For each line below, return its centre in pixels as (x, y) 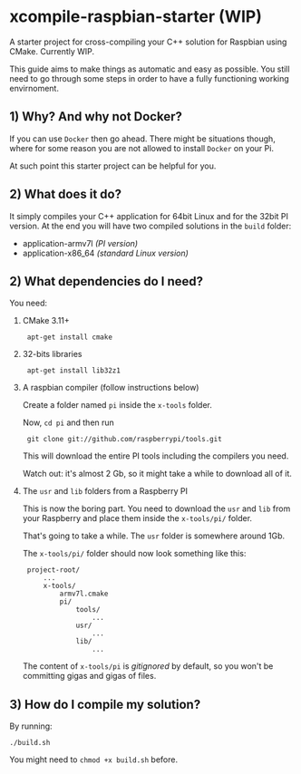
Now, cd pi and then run (68, 422)
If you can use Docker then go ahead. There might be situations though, (143, 139)
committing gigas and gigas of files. (89, 676)
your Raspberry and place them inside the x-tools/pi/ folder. (137, 518)
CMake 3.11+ (46, 321)
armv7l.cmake (84, 594)
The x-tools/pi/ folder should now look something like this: (134, 554)
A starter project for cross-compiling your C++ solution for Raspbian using (148, 42)
